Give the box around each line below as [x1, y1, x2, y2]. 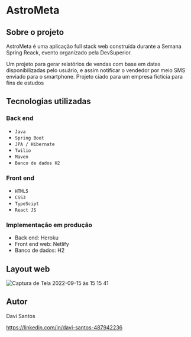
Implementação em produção [6, 221, 93, 229]
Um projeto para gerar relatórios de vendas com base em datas [6, 60, 161, 67]
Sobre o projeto [6, 27, 64, 37]
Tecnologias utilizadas [6, 96, 91, 106]
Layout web [6, 264, 50, 274]
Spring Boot [14, 135, 44, 141]
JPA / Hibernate [14, 141, 55, 147]
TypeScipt [14, 200, 40, 207]
